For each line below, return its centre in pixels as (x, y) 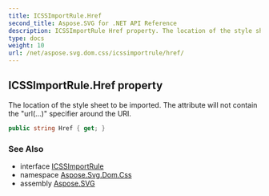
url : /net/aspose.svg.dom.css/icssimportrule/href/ (96, 53)
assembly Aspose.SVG (57, 183)
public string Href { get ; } (57, 128)
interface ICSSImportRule (62, 166)
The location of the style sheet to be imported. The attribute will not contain (133, 104)
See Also (26, 149)
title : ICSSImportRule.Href (55, 16)
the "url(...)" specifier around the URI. (70, 113)
